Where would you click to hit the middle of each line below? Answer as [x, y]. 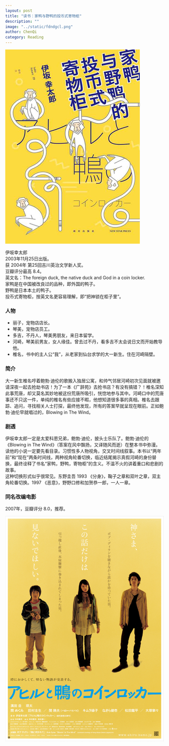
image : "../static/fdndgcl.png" [39, 27]
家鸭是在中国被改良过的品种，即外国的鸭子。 [52, 284]
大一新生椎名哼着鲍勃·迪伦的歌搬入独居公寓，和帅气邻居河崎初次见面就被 [81, 380]
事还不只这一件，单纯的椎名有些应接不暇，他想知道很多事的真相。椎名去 [80, 399]
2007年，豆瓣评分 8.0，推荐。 [36, 509]
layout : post [19, 11]
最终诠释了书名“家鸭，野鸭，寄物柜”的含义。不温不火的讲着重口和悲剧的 [89, 464]
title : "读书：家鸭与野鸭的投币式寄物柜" [44, 16]
